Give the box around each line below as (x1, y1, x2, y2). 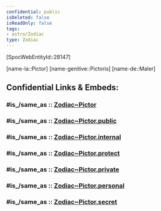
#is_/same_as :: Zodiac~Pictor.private (6, 165, 120, 174)
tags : (6, 25, 20, 32)
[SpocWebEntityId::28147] (6, 54, 71, 60)
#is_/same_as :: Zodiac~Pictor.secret (6, 197, 117, 206)
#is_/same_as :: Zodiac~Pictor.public (6, 117, 117, 125)
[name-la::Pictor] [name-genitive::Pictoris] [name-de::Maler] (6, 65, 156, 72)
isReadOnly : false (6, 20, 52, 26)
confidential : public (6, 8, 61, 15)
